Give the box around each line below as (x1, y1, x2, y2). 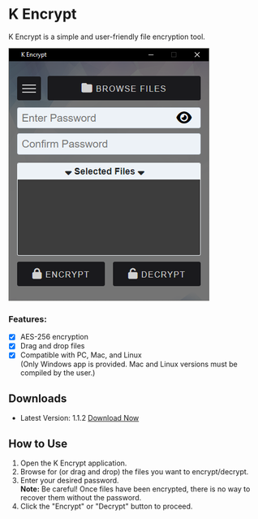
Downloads (8, 391, 67, 405)
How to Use (8, 436, 68, 451)
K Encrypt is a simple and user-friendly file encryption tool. (8, 32, 205, 41)
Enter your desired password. (19, 476, 119, 486)
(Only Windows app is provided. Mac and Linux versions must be (19, 359, 238, 370)
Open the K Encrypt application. (19, 458, 127, 468)
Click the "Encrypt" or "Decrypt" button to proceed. (19, 501, 193, 512)
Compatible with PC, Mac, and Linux (19, 350, 142, 360)
